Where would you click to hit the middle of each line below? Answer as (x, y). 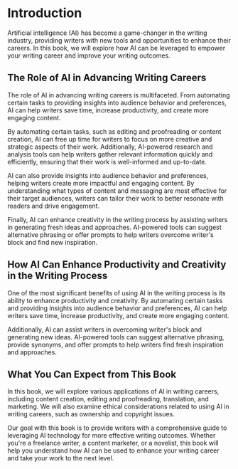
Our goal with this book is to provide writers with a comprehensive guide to (117, 428)
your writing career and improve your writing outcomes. (89, 56)
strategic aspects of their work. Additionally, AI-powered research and (110, 147)
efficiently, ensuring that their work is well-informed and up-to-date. (107, 162)
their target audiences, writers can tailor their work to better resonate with (115, 198)
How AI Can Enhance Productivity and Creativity (117, 265)
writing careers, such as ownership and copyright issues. (91, 414)
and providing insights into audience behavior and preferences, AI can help (117, 308)
